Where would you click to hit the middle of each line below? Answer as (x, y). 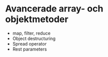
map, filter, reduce (31, 33)
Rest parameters (30, 49)
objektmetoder (37, 19)
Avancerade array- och (54, 9)
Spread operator (29, 43)
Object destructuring (34, 38)
